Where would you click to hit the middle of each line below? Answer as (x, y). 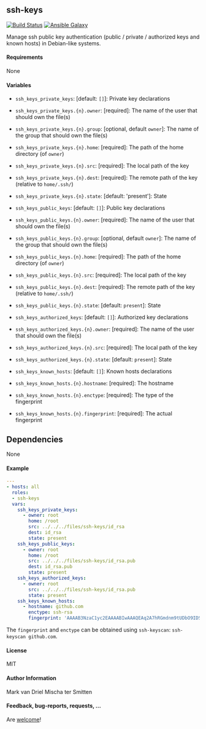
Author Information (32, 678)
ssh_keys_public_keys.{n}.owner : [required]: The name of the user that (105, 220)
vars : (19, 504)
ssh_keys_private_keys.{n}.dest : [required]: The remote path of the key (106, 178)
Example (18, 468)
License (17, 650)
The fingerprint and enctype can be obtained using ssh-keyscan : (89, 630)
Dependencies (35, 439)
